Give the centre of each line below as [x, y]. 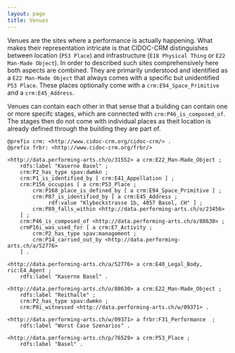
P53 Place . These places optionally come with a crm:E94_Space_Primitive [113, 85]
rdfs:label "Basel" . [51, 344]
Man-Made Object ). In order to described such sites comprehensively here [113, 62]
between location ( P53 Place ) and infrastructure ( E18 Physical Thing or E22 [116, 55]
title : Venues [28, 20]
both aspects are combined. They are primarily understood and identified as [118, 70]
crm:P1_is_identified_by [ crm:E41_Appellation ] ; [97, 178]
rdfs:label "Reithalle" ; [58, 295]
